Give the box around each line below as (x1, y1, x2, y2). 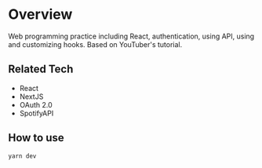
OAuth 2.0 (19, 100, 53, 109)
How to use (8, 131, 64, 144)
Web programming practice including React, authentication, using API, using (8, 31, 255, 41)
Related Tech (8, 63, 74, 76)
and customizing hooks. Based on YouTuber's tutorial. (8, 39, 183, 49)
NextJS (19, 92, 44, 101)
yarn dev (8, 152, 37, 160)
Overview (8, 5, 73, 24)
